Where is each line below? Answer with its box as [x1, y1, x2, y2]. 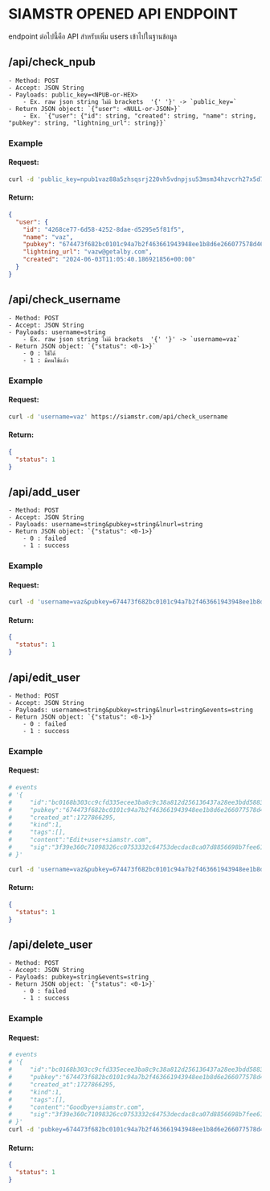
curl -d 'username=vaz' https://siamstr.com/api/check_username [8, 412, 228, 421]
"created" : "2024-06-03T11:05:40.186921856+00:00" [22, 255, 196, 264]
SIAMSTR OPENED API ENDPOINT [8, 5, 239, 23]
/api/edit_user [8, 670, 80, 684]
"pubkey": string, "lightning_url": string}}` [8, 118, 167, 127]
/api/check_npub [8, 56, 96, 69]
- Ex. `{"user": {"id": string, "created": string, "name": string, [22, 112, 257, 120]
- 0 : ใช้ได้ [22, 349, 56, 357]
